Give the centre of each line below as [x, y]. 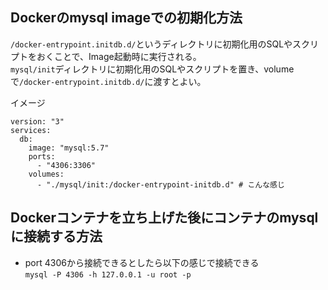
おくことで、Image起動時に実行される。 [119, 56]
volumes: [46, 174]
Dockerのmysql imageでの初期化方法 [126, 18]
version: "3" [37, 121]
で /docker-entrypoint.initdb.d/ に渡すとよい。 [108, 81]
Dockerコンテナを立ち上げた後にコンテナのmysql [164, 218]
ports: [42, 156]
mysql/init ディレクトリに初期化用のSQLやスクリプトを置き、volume [152, 69]
